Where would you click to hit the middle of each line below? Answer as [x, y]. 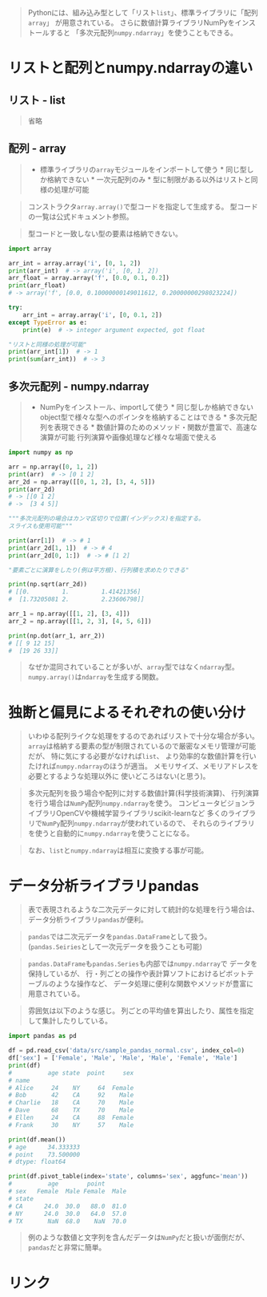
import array [30, 249]
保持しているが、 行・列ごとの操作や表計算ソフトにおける [123, 974]
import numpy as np [41, 452]
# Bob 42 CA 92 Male [71, 1095]
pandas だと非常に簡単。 [67, 1247]
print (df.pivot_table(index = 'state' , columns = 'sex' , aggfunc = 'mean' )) [128, 1177]
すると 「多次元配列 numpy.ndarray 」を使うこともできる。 [143, 32]
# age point [57, 1184]
